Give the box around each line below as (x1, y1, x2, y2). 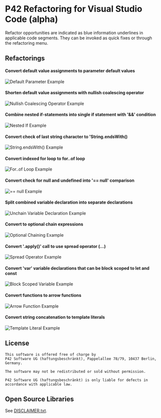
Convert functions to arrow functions (5, 292, 82, 298)
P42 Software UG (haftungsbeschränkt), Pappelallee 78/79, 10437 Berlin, (5, 356, 157, 361)
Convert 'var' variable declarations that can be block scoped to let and (5, 265, 150, 271)
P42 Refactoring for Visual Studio (5, 3, 143, 15)
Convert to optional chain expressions (5, 221, 84, 227)
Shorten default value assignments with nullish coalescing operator (5, 90, 144, 96)
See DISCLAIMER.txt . (5, 408, 47, 414)
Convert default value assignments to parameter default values (5, 68, 135, 73)
